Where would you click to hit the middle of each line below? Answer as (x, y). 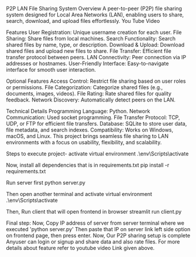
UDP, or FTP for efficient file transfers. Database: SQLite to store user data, (97, 124)
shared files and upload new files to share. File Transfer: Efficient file (89, 51)
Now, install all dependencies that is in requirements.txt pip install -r (88, 165)
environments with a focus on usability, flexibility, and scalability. (84, 142)
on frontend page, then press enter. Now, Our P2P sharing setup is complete (98, 235)
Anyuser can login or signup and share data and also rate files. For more (93, 242)
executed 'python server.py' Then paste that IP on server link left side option (98, 229)
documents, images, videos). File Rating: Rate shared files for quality (89, 94)
